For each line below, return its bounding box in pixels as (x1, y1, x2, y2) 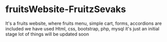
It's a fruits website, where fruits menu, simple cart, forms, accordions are (5, 20, 162, 26)
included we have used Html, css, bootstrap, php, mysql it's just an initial (5, 25, 159, 31)
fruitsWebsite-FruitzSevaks (5, 4, 126, 15)
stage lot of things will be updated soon (5, 31, 89, 37)
